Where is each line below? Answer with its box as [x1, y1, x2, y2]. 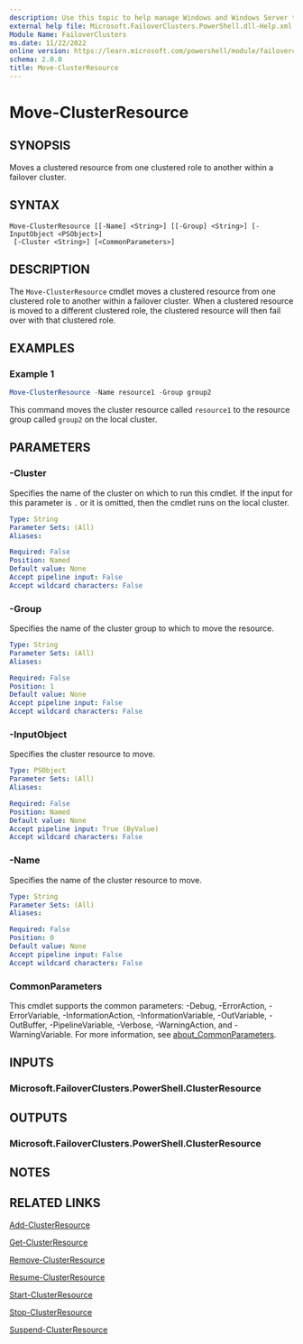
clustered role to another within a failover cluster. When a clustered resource [9, 295, 294, 306]
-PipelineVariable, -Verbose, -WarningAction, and [49, 1019, 233, 1030]
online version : [9, 47, 70, 56]
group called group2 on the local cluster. [9, 414, 158, 425]
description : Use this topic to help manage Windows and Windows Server [9, 13, 289, 23]
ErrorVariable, [9, 1010, 61, 1020]
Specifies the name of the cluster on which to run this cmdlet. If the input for [9, 488, 293, 498]
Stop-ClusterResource [9, 1306, 93, 1317]
